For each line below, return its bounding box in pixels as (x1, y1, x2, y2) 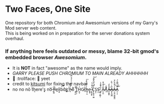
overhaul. (5, 35, 25, 41)
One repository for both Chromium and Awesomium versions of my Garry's (5, 20, 158, 26)
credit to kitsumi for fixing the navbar (12, 81, 88, 87)
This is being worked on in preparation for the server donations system (5, 30, 150, 36)
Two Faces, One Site (5, 3, 91, 15)
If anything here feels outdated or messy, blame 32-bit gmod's (5, 48, 159, 55)
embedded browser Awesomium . (5, 54, 87, 61)
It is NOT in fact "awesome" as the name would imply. (12, 65, 122, 71)
